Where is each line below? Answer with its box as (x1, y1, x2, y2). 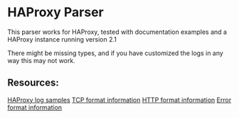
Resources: (7, 77, 59, 89)
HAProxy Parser (7, 4, 105, 20)
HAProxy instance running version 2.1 (7, 35, 117, 43)
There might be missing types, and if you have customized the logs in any (7, 49, 224, 57)
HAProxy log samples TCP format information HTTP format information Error (7, 95, 232, 104)
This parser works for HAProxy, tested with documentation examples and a (7, 28, 228, 36)
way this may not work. (7, 56, 76, 64)
